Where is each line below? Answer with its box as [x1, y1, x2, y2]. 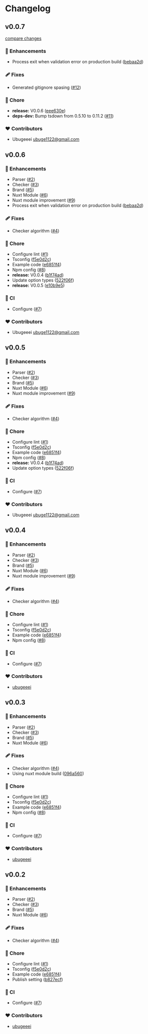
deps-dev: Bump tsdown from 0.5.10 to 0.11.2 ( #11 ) [12, 113, 114, 119]
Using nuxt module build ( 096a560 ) [12, 770, 85, 776]
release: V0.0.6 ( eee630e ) [12, 107, 66, 113]
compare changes [5, 35, 42, 41]
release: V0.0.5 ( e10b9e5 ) [12, 282, 65, 288]
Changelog [5, 3, 51, 14]
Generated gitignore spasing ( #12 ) [12, 84, 82, 90]
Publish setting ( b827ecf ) [12, 976, 63, 982]
